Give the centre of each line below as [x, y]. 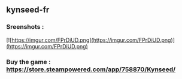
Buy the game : [28, 62]
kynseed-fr [28, 10]
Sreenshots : [25, 27]
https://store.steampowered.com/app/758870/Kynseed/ [91, 69]
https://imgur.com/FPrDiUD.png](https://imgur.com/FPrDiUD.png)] [93, 40]
